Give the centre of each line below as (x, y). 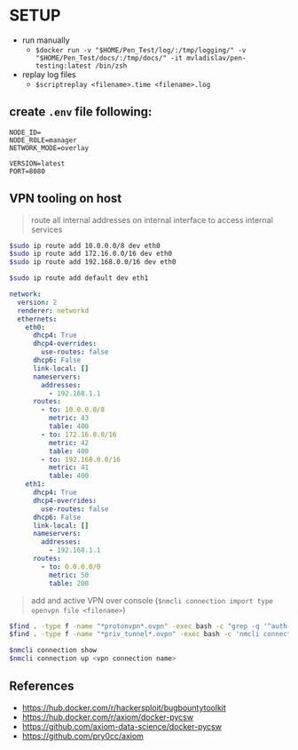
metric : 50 (69, 575)
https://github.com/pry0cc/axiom (83, 736)
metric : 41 (69, 467)
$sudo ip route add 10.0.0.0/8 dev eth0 (85, 245)
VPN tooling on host (66, 199)
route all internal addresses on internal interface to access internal (152, 219)
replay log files (49, 74)
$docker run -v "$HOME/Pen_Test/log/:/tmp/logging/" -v (141, 50)
